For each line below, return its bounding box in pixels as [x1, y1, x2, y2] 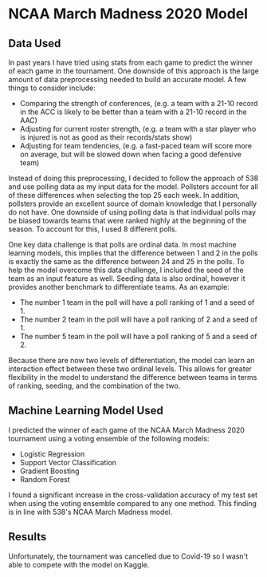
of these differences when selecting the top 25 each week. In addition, [8, 191, 241, 200]
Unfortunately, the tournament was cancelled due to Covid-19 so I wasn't [8, 551, 249, 561]
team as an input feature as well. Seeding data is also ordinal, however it [8, 274, 245, 283]
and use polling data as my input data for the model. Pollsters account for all [8, 182, 259, 192]
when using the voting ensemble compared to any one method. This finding [8, 498, 257, 508]
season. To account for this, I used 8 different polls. [8, 224, 178, 234]
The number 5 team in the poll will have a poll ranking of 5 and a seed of [19, 332, 257, 341]
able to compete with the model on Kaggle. [8, 559, 150, 569]
